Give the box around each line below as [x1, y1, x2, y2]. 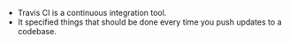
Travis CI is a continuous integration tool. [17, 8, 167, 18]
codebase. [17, 26, 57, 36]
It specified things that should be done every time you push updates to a [17, 17, 282, 27]
